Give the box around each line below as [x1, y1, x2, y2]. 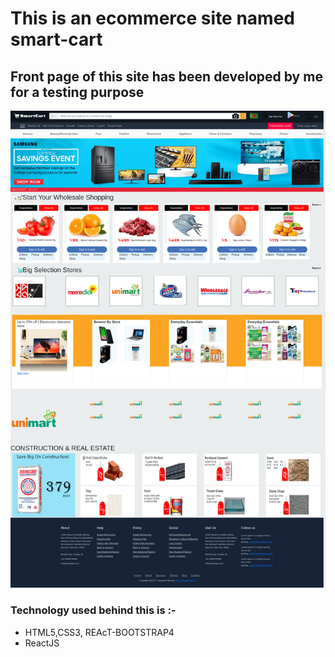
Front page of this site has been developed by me [10, 68, 323, 85]
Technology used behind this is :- [10, 603, 177, 617]
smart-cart [10, 28, 103, 51]
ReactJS [24, 637, 60, 649]
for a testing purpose [10, 83, 145, 101]
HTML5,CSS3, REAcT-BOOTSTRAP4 [24, 626, 175, 638]
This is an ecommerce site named [10, 7, 295, 30]
